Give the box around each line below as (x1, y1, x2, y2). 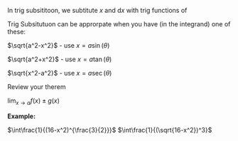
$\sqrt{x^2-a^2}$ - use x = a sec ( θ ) (7, 69, 112, 77)
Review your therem (7, 83, 66, 91)
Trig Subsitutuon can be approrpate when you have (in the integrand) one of (7, 20, 231, 28)
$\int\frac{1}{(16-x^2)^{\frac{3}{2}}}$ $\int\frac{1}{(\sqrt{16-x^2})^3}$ (7, 125, 212, 134)
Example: (7, 112, 36, 120)
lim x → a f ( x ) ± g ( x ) (7, 96, 60, 106)
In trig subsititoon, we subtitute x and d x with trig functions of (7, 6, 188, 14)
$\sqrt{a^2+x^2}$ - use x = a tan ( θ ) (7, 55, 112, 63)
